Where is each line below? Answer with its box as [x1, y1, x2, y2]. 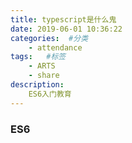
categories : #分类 [10, 33, 89, 43]
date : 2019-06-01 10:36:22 [10, 24, 123, 34]
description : [10, 80, 65, 90]
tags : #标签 [10, 52, 67, 62]
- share [28, 71, 60, 81]
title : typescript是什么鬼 [10, 14, 117, 25]
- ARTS [28, 61, 56, 71]
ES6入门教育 [28, 89, 72, 99]
